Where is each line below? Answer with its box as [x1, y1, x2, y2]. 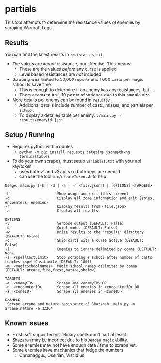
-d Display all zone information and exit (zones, [5, 195, 155, 201]
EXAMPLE [5, 297, 21, 302]
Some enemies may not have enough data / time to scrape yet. [12, 342, 137, 348]
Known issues [5, 319, 49, 327]
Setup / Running [5, 131, 55, 139]
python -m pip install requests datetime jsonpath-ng [19, 149, 130, 155]
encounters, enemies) [5, 200, 49, 205]
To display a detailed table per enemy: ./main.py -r [19, 112, 123, 118]
